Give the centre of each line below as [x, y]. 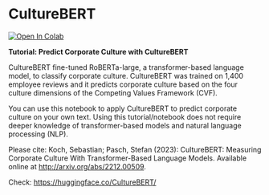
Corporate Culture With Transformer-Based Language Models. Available [128, 158]
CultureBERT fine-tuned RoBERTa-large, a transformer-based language [126, 67]
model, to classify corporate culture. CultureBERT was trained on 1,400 [126, 75]
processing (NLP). [38, 134]
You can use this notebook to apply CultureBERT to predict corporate [123, 108]
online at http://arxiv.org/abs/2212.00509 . [77, 166]
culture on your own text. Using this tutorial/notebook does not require [125, 116]
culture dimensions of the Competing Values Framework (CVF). [113, 92]
